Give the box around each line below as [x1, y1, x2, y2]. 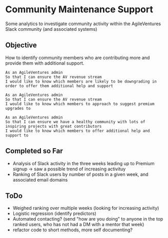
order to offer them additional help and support [5, 83, 114, 88]
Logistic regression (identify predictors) [12, 210, 96, 216]
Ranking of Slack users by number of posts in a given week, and [12, 171, 149, 177]
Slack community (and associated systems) [5, 26, 97, 32]
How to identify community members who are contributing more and [5, 54, 150, 61]
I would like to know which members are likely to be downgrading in [5, 78, 157, 84]
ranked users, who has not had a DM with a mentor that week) [12, 222, 144, 228]
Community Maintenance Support [5, 4, 154, 15]
